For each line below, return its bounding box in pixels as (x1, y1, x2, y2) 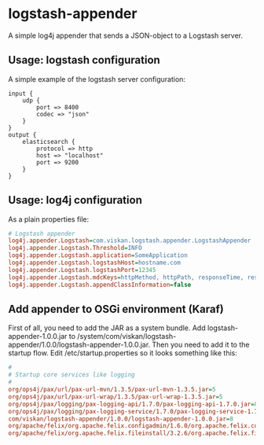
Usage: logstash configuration (8, 53, 161, 67)
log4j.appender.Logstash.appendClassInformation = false (8, 281, 192, 289)
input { (8, 90, 34, 97)
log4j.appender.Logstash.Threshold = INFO (8, 245, 143, 252)
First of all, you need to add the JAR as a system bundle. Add (8, 323, 206, 333)
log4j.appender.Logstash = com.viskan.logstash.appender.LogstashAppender (8, 237, 251, 245)
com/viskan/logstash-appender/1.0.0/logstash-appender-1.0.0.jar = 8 (8, 414, 234, 423)
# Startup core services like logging (8, 371, 135, 379)
